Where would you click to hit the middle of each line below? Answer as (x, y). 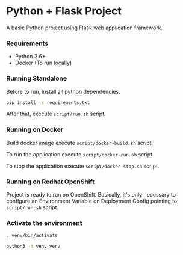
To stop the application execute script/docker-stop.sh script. (83, 166)
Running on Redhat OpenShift (51, 182)
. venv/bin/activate (32, 236)
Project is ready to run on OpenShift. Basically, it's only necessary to (91, 195)
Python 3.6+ (30, 57)
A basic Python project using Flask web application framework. (85, 28)
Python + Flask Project (64, 11)
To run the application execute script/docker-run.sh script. (80, 154)
